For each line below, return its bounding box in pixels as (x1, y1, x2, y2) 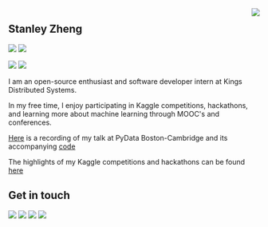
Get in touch (8, 189, 70, 202)
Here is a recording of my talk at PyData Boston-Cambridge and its (8, 133, 228, 142)
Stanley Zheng (8, 22, 83, 36)
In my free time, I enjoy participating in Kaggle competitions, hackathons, (8, 100, 249, 110)
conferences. (8, 117, 52, 127)
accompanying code (8, 141, 76, 151)
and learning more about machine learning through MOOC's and (8, 109, 220, 118)
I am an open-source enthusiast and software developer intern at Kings (8, 76, 242, 86)
